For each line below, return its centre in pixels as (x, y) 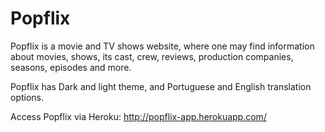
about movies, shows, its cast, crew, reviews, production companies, (152, 56)
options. (27, 97)
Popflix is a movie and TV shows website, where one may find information (162, 46)
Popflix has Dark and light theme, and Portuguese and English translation (161, 86)
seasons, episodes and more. (71, 67)
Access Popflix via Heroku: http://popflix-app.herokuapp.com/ (138, 116)
